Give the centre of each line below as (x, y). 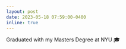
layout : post (22, 12)
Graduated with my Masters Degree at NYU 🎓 (63, 40)
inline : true (22, 22)
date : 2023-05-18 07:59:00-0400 (46, 17)
